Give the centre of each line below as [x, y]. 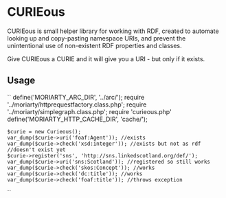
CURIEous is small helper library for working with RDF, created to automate [113, 31]
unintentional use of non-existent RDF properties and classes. [94, 45]
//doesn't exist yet [37, 150]
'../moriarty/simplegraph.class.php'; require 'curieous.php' [89, 111]
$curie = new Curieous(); [44, 131]
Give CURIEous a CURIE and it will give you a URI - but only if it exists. [106, 58]
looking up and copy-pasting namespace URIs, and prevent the [97, 38]
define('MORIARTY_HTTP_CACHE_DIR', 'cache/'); [77, 119]
